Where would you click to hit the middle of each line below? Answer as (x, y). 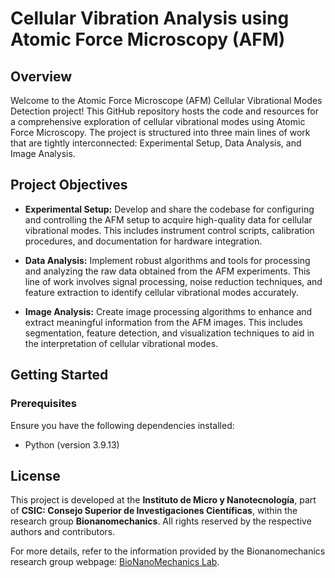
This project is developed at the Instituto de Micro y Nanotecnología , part (163, 500)
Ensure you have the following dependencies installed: (122, 425)
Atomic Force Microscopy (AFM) (148, 39)
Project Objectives (69, 185)
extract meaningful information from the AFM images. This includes (163, 322)
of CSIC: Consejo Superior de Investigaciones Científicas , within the (154, 511)
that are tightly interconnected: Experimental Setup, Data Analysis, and (156, 143)
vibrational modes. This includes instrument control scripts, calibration (169, 230)
